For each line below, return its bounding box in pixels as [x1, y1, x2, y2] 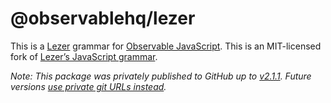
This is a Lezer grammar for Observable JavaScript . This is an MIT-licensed [10, 40, 322, 52]
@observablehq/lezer [10, 7, 196, 30]
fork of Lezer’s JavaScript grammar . [10, 50, 158, 62]
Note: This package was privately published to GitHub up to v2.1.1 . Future [10, 70, 312, 82]
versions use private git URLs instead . [10, 80, 167, 92]
